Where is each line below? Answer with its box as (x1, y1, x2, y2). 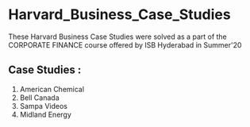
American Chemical (19, 84, 85, 94)
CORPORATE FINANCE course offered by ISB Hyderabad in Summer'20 (8, 40, 242, 49)
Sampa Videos (19, 101, 67, 110)
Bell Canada (19, 93, 60, 102)
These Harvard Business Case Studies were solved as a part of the (8, 32, 228, 41)
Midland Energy (19, 110, 71, 119)
